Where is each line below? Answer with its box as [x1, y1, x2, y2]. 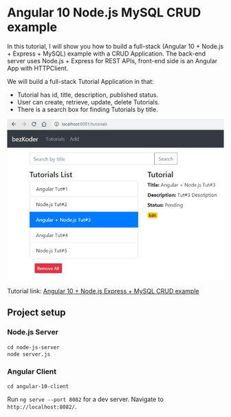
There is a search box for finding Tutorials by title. [16, 105, 158, 113]
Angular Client [7, 366, 57, 376]
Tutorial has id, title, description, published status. [16, 91, 159, 99]
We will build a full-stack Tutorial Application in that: [7, 77, 155, 85]
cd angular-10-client [7, 383, 69, 390]
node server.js [7, 350, 51, 358]
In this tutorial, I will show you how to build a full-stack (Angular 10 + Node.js [7, 42, 224, 50]
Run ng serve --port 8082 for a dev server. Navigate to [7, 395, 164, 403]
